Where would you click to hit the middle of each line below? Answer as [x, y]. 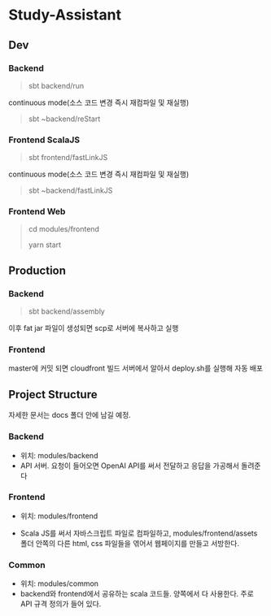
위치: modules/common [59, 583]
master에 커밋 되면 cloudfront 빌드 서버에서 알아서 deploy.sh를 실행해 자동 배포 [135, 368]
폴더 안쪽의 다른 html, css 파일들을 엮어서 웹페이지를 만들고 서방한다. [130, 543]
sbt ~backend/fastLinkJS [70, 191]
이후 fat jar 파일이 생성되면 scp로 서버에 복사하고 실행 [94, 328]
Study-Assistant [65, 15]
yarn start [45, 245]
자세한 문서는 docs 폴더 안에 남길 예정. [70, 415]
